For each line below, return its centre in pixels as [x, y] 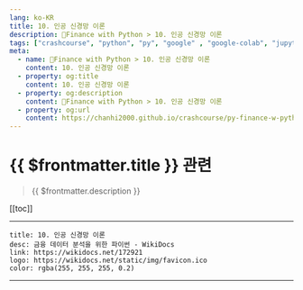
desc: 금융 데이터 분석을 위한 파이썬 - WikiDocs [92, 245]
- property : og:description [70, 93]
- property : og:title [58, 77]
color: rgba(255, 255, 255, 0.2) [72, 268]
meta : [19, 51]
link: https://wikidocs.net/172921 [76, 253]
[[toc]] [21, 209]
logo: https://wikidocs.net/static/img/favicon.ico [108, 261]
